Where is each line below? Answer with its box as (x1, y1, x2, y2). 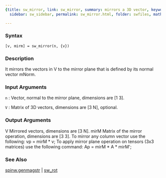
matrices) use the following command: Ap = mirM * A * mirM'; (5, 143, 132, 149)
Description (5, 55, 34, 62)
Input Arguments (5, 84, 47, 91)
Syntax (5, 33, 23, 39)
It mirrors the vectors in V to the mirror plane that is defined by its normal (5, 66, 154, 72)
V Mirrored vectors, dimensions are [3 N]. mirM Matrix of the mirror (5, 128, 142, 134)
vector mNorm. (5, 71, 36, 77)
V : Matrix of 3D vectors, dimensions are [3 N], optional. (5, 105, 118, 110)
